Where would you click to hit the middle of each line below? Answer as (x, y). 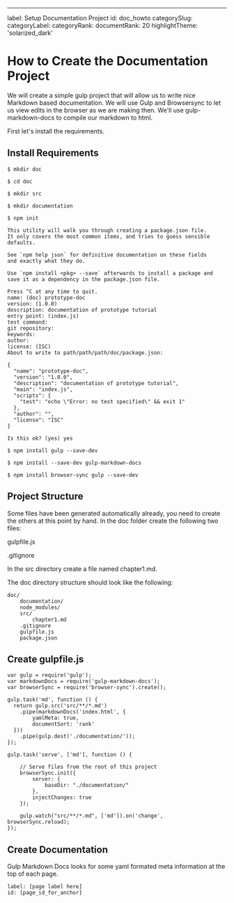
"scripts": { (32, 396)
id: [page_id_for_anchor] (45, 893)
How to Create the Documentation (108, 61)
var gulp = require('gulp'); (49, 675)
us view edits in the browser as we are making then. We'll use (96, 110)
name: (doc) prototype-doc (46, 298)
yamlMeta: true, (56, 718)
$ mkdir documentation (40, 206)
